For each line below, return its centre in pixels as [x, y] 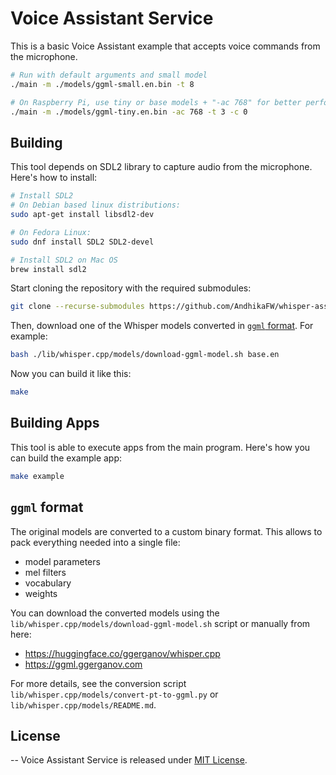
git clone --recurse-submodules [77, 307]
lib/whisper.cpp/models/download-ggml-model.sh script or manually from [160, 623]
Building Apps [55, 423]
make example [37, 476]
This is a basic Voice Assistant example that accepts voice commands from [165, 46]
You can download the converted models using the [115, 613]
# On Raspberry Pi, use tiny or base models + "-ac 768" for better [156, 102]
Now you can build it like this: [71, 374]
